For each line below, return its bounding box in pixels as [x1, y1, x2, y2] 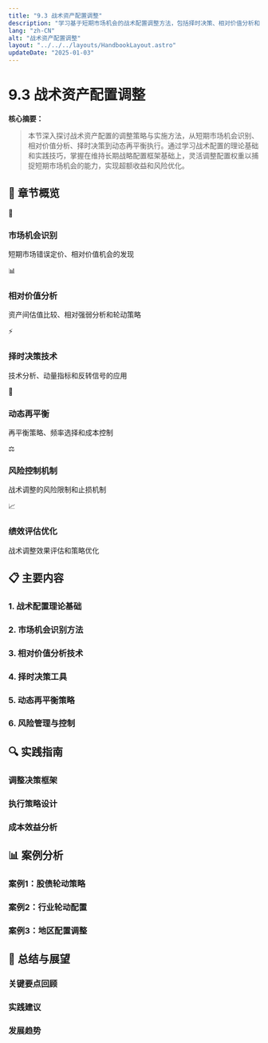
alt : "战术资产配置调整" [8, 34, 81, 42]
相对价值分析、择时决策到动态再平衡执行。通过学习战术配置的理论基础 [27, 141, 259, 150]
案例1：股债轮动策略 [8, 877, 86, 889]
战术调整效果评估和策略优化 [8, 545, 100, 555]
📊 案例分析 [8, 849, 64, 862]
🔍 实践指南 [8, 745, 64, 758]
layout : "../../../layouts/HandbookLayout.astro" [8, 42, 177, 50]
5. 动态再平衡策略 [8, 694, 76, 705]
